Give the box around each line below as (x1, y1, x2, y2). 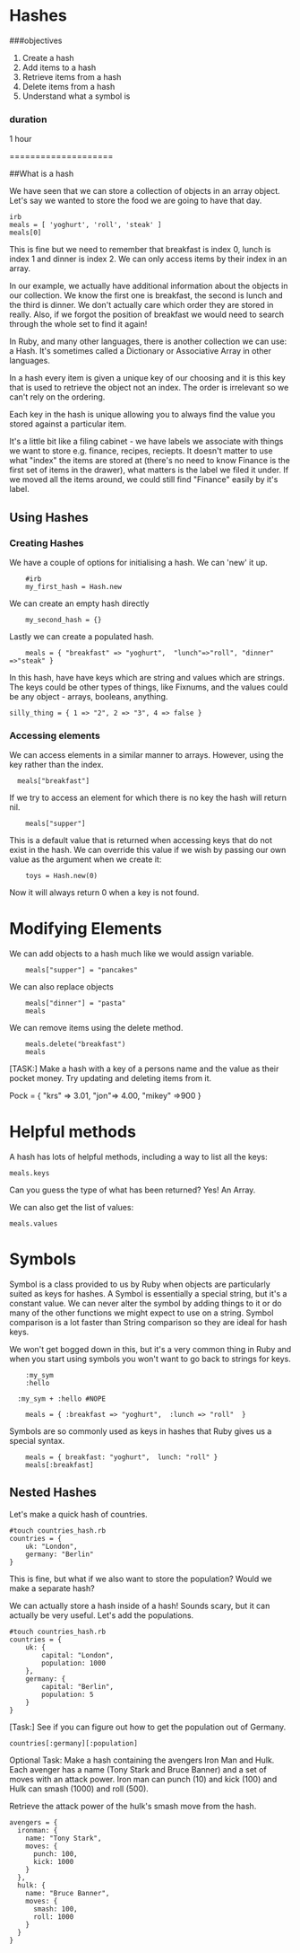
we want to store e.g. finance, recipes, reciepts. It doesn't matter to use (9, 445, 273, 456)
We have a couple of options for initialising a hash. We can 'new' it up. (9, 557, 269, 567)
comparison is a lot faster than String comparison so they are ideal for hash (9, 1317, 287, 1328)
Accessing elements (9, 729, 100, 742)
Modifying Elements (9, 919, 163, 939)
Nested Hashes (9, 1485, 97, 1500)
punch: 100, (32, 1849, 78, 1859)
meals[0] (9, 228, 42, 238)
